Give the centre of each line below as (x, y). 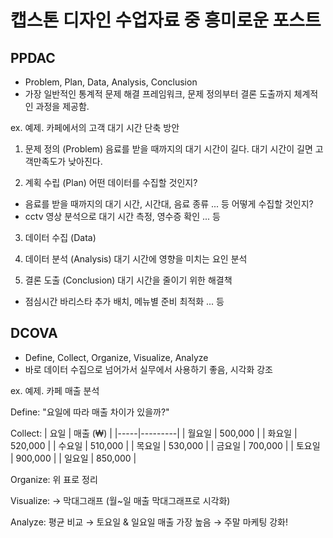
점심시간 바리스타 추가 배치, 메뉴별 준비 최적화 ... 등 (124, 301)
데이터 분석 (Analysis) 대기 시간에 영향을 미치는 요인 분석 (136, 259)
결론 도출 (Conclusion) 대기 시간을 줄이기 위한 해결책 (128, 280)
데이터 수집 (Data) (60, 237)
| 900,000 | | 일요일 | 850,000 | (73, 458)
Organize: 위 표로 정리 (54, 479)
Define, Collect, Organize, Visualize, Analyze (116, 357)
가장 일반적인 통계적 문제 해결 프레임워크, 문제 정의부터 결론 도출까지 (158, 94)
